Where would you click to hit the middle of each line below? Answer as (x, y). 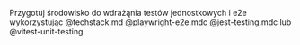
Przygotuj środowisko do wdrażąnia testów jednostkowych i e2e (128, 13)
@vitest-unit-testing (46, 31)
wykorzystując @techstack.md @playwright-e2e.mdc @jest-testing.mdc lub (150, 22)
